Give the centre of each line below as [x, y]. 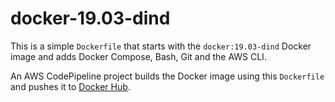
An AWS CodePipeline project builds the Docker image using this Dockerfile [167, 76]
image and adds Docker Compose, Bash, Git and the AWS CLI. [138, 56]
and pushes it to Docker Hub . [70, 86]
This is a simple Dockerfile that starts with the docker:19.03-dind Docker [161, 46]
